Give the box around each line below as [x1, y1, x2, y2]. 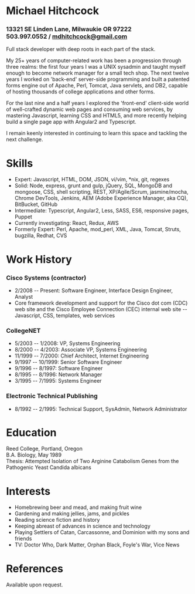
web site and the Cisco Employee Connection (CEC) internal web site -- [14, 305, 187, 312]
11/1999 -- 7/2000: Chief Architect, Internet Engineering [14, 352, 149, 359]
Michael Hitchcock [6, 4, 100, 18]
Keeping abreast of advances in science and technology [14, 522, 151, 529]
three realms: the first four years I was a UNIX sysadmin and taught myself [6, 63, 186, 70]
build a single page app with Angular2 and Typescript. [6, 119, 136, 126]
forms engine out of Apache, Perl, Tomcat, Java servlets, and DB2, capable [6, 82, 189, 89]
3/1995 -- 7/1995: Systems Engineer [14, 377, 102, 384]
